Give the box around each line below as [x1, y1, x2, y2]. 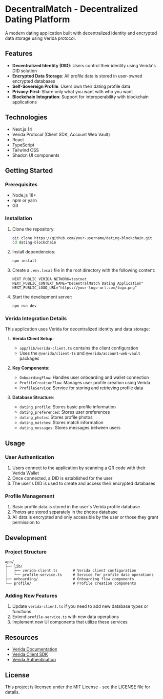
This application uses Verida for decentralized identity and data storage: [5, 326, 150, 332]
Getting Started [5, 166, 53, 175]
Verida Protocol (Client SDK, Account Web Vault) [12, 131, 110, 137]
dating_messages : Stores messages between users [19, 425, 121, 431]
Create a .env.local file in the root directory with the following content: [12, 267, 155, 273]
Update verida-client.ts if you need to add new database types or [12, 603, 148, 609]
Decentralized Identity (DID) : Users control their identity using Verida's [12, 62, 156, 68]
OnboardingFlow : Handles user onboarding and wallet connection [19, 374, 149, 380]
